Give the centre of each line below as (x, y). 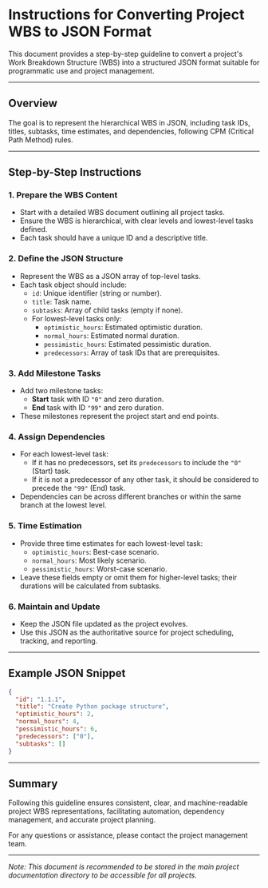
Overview (33, 104)
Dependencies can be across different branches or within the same (130, 496)
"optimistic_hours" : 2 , (55, 714)
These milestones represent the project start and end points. (119, 416)
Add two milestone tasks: (61, 391)
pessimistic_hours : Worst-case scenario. (99, 568)
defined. (33, 229)
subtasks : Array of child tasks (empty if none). (107, 310)
